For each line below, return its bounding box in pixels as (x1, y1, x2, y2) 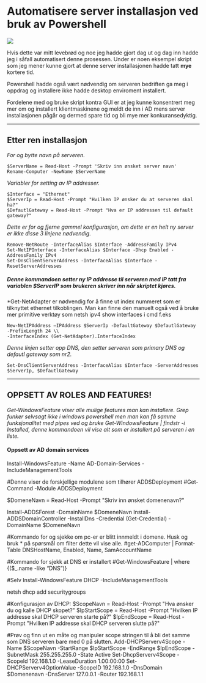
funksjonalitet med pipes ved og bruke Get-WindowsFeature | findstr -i (7, 419, 185, 426)
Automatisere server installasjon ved (7, 4, 199, 18)
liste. (7, 432, 19, 440)
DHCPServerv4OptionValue (7, 663, 76, 671)
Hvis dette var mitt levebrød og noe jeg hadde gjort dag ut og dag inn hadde (7, 49, 199, 56)
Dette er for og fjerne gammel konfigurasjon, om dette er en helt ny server (7, 223, 194, 231)
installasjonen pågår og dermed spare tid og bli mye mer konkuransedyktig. (7, 111, 197, 119)
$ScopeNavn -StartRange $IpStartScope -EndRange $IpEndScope (23, 644, 191, 652)
